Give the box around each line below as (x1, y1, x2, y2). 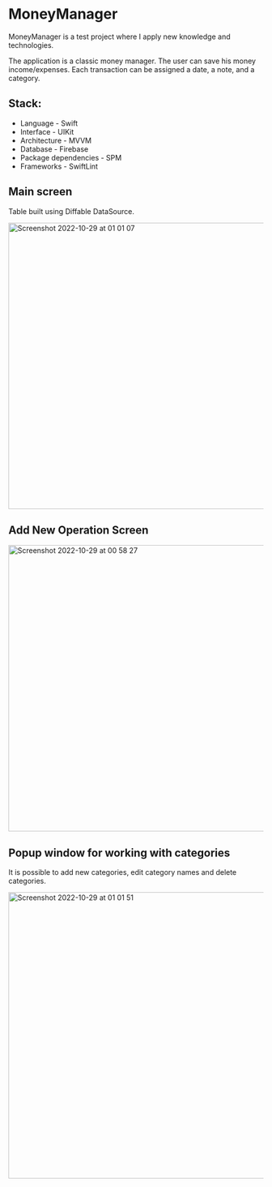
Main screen (8, 185, 73, 199)
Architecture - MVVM (19, 135, 91, 145)
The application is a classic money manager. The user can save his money (8, 56, 257, 66)
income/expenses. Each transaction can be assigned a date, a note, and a (8, 64, 255, 74)
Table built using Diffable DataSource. (8, 206, 135, 216)
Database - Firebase (19, 144, 89, 154)
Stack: (8, 96, 42, 110)
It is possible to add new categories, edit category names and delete (8, 868, 237, 877)
